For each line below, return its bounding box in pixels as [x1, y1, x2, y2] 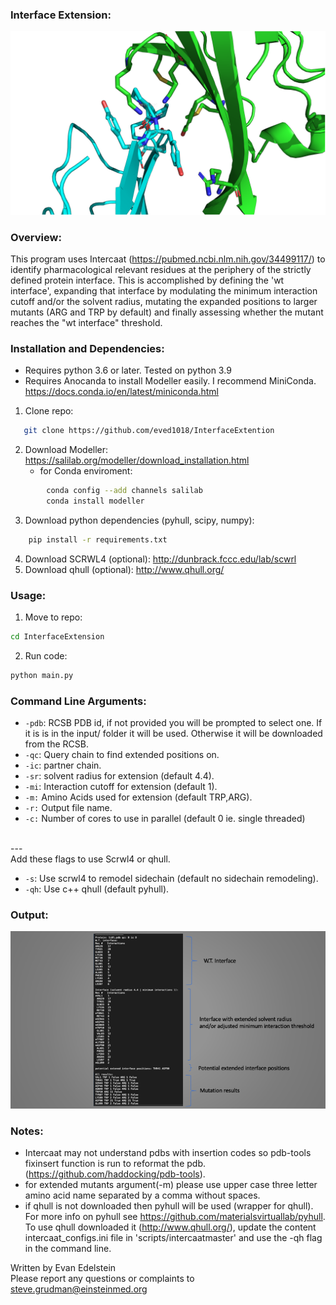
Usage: [10, 588, 47, 602]
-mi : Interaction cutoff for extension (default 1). [24, 781, 218, 793]
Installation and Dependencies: [10, 341, 165, 355]
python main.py [10, 670, 74, 680]
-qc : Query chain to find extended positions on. [24, 749, 220, 761]
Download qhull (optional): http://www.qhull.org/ [24, 563, 225, 575]
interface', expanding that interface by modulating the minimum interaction [10, 284, 318, 297]
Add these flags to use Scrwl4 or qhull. [10, 853, 171, 865]
